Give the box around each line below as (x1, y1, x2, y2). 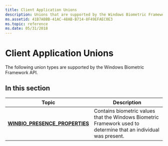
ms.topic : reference (5, 21, 48, 27)
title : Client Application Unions (5, 7, 77, 13)
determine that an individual (94, 126, 159, 133)
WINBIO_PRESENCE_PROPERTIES (7, 120, 89, 127)
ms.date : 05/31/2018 (5, 26, 48, 31)
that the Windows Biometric (94, 113, 159, 120)
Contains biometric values (94, 107, 155, 114)
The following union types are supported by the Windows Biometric (5, 64, 144, 70)
